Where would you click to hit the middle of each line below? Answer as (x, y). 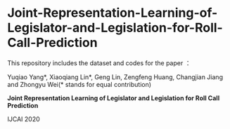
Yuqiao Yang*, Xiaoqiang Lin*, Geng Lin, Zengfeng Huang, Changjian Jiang (115, 77)
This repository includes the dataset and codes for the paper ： (99, 63)
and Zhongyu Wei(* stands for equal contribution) (79, 84)
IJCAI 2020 (24, 119)
